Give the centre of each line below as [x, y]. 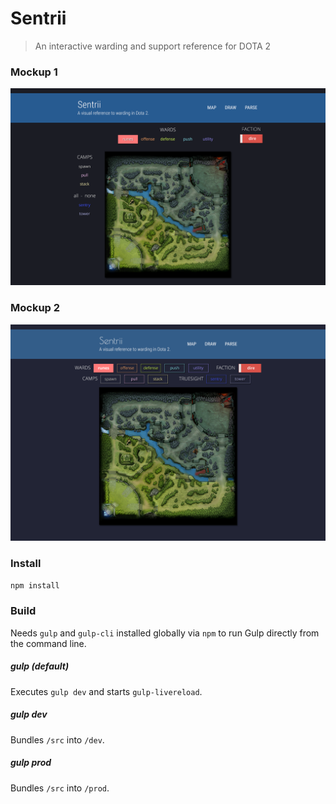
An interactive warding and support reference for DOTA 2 [153, 46]
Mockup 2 [35, 308]
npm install [35, 586]
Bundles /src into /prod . [60, 788]
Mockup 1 [34, 72]
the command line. [48, 643]
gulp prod [31, 763]
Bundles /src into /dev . [57, 739]
